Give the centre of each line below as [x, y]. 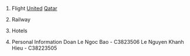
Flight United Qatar [34, 8]
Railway [21, 19]
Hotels [19, 31]
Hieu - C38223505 [34, 48]
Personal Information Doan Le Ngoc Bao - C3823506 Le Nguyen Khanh [98, 42]
